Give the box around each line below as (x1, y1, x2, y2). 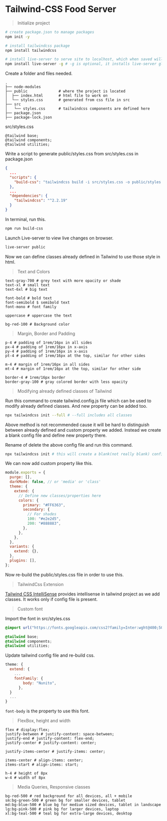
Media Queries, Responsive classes (17, 784, 90, 790)
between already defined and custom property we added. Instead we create (5, 427, 162, 433)
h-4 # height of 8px (5, 771, 48, 776)
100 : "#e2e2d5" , (27, 516, 61, 521)
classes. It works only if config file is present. (5, 596, 98, 602)
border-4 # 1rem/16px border (5, 375, 66, 380)
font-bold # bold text (5, 295, 52, 301)
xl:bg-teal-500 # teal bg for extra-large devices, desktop (5, 811, 133, 816)
